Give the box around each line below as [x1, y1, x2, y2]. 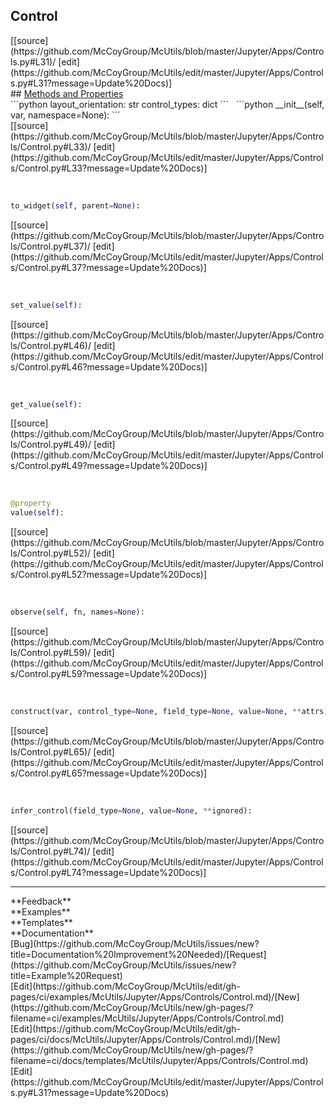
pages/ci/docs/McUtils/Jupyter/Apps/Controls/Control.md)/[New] [10, 1033, 281, 1045]
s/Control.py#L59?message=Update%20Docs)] [10, 668, 208, 680]
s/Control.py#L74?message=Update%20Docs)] [10, 866, 207, 878]
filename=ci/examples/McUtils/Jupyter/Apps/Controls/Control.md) [10, 1012, 285, 1024]
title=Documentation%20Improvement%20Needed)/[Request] [10, 948, 267, 960]
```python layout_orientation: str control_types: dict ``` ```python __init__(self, [10, 98, 325, 110]
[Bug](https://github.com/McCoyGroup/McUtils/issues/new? [10, 937, 260, 949]
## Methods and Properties [10, 87, 124, 99]
